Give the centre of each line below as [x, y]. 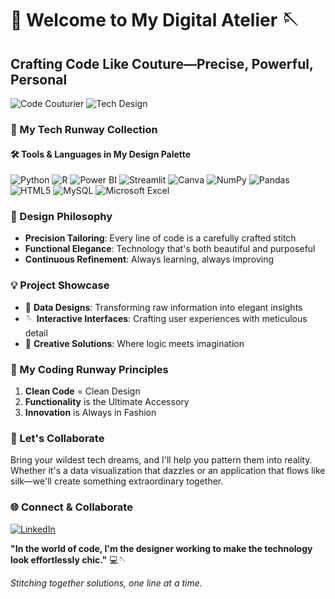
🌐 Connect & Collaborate [71, 507]
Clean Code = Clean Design [82, 391]
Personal [39, 79]
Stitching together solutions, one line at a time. [106, 583]
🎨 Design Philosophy [61, 217]
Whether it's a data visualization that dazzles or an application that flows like [168, 471]
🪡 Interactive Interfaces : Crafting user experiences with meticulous [166, 318]
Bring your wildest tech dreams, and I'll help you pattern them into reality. [161, 460]
